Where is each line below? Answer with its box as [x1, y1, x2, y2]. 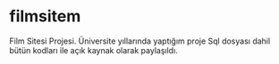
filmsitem [9, 6, 81, 27]
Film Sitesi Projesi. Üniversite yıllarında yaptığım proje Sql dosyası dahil [9, 36, 271, 46]
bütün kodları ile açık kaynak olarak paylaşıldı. [9, 44, 179, 55]
